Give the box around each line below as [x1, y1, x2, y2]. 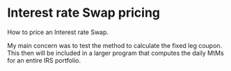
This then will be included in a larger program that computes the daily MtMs [7, 49, 224, 57]
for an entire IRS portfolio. [7, 56, 81, 64]
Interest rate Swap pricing [7, 5, 161, 21]
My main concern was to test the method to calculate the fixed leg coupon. [7, 41, 223, 49]
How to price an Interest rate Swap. [7, 28, 109, 36]
